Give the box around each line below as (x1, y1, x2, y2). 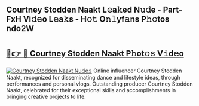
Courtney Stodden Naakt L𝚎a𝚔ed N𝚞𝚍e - (6, 5, 161, 15)
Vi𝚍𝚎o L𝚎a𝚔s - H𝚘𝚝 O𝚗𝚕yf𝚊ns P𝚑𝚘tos (23, 14, 170, 25)
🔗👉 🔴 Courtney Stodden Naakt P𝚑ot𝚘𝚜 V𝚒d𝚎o (6, 48, 184, 59)
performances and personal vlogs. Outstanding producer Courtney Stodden (6, 80, 193, 87)
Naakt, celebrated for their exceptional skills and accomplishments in (6, 87, 176, 93)
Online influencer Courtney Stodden (93, 67, 182, 74)
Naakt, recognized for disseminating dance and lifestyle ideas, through (6, 74, 181, 81)
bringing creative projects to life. (6, 93, 87, 100)
